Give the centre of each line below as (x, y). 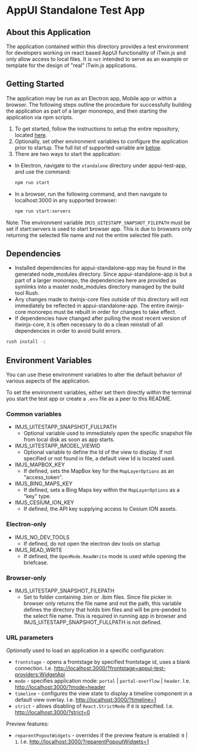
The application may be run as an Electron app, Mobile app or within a (91, 98)
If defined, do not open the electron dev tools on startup (92, 543)
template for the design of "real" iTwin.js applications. (72, 65)
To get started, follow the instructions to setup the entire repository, (97, 129)
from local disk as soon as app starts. (69, 440)
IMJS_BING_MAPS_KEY (43, 483)
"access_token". (43, 478)
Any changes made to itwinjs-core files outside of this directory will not (101, 300)
